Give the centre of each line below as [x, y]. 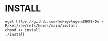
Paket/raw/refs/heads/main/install [41, 26]
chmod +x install [23, 30]
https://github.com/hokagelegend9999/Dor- [60, 21]
